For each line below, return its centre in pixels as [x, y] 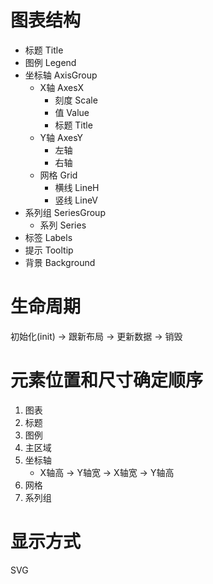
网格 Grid [58, 175]
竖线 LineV [76, 200]
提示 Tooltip [49, 250]
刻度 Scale [76, 100]
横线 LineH [77, 187]
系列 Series [63, 225]
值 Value [72, 112]
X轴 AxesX [62, 87]
